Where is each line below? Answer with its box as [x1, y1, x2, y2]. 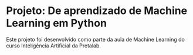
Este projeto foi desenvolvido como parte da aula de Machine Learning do [6, 36, 185, 43]
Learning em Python [6, 16, 107, 30]
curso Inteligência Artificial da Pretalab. [6, 42, 101, 49]
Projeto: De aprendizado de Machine [6, 4, 188, 18]
